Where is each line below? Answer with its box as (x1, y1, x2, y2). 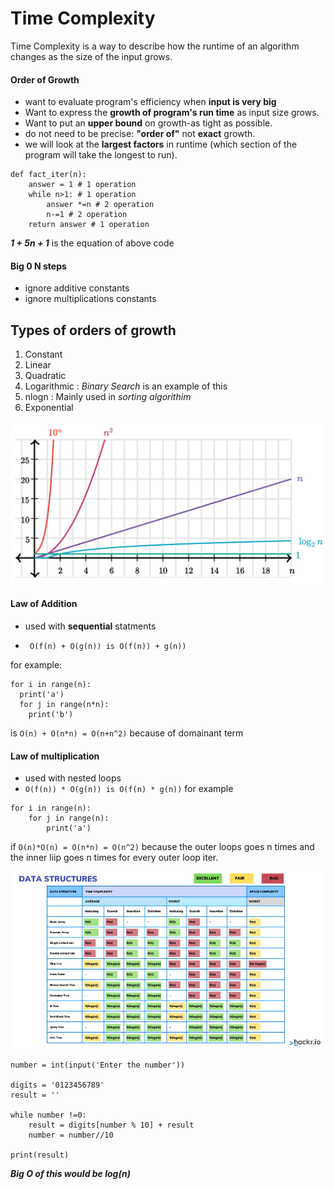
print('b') (28, 709, 74, 719)
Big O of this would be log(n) (10, 1167, 131, 1179)
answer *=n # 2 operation (46, 200, 155, 210)
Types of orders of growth (10, 322, 177, 339)
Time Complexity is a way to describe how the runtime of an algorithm (10, 40, 300, 52)
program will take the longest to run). (24, 149, 178, 161)
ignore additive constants (24, 282, 130, 294)
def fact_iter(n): (10, 170, 87, 180)
